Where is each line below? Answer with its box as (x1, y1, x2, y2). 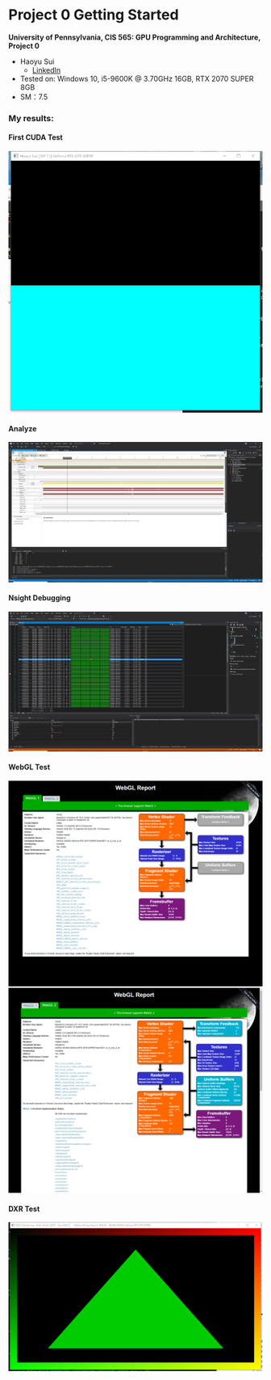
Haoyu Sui (19, 57, 55, 66)
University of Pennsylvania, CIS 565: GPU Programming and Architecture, (8, 32, 261, 42)
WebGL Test (8, 762, 51, 772)
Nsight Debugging (8, 593, 71, 603)
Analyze (8, 423, 37, 433)
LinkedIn (31, 65, 61, 74)
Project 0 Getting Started (8, 6, 179, 24)
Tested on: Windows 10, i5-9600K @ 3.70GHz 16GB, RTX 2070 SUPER (19, 74, 254, 83)
